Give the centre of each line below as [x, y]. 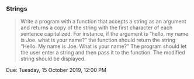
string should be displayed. [53, 59]
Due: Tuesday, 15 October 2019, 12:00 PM [56, 70]
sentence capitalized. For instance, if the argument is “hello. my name [104, 34]
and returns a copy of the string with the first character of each [96, 28]
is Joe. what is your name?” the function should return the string [98, 40]
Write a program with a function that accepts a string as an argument [103, 22]
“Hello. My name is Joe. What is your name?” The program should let [103, 46]
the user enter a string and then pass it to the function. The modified [103, 53]
